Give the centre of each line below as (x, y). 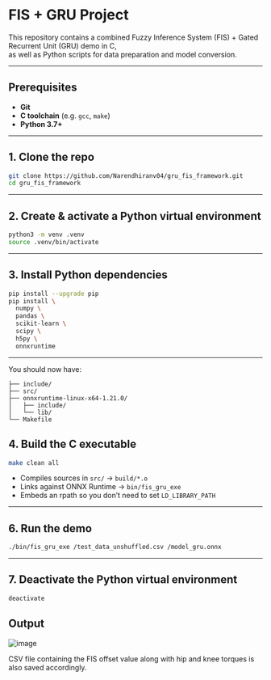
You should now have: (45, 369)
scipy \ (29, 332)
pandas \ (30, 316)
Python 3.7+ (41, 124)
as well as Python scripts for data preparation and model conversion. (123, 54)
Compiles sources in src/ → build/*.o (84, 478)
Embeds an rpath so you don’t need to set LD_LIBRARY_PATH (118, 496)
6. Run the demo (50, 528)
